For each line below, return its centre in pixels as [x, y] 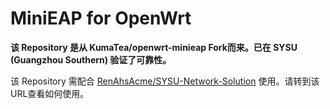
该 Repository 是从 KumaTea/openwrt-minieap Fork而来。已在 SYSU [154, 47]
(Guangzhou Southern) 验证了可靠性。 [91, 59]
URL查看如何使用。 [50, 93]
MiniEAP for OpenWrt [101, 18]
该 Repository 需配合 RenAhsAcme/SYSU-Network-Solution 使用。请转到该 [165, 81]
